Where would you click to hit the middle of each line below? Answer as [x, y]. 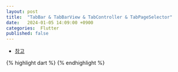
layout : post [22, 12]
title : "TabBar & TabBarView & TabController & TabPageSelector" [89, 17]
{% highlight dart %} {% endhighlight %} [55, 63]
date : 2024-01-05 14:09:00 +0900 [50, 22]
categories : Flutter [33, 28]
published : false [27, 34]
